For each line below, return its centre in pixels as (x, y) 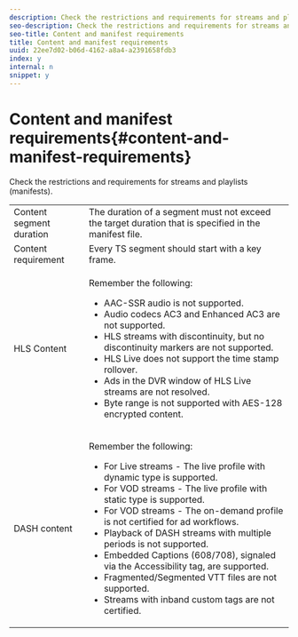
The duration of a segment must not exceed (180, 211)
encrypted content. (143, 414)
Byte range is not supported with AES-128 (193, 402)
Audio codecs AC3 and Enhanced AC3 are (192, 314)
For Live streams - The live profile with (184, 466)
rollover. (121, 370)
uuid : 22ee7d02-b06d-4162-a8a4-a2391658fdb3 (93, 51)
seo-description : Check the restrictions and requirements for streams (144, 26)
